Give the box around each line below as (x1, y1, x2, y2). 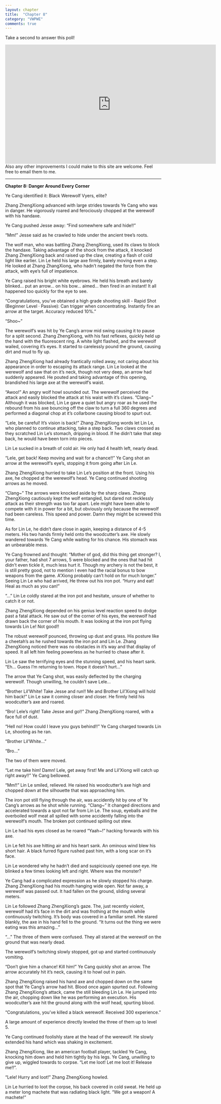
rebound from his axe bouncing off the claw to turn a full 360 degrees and (5, 405, 157, 411)
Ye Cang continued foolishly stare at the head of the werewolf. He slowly (5, 1034, 154, 1040)
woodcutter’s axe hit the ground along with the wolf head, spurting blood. (5, 1000, 155, 1006)
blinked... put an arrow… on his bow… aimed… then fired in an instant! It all (5, 283, 157, 289)
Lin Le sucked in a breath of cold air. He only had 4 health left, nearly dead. (5, 445, 159, 451)
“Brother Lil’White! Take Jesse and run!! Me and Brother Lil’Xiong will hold (5, 688, 156, 694)
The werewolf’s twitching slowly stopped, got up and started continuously (5, 949, 156, 955)
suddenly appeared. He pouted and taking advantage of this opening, (5, 374, 147, 380)
